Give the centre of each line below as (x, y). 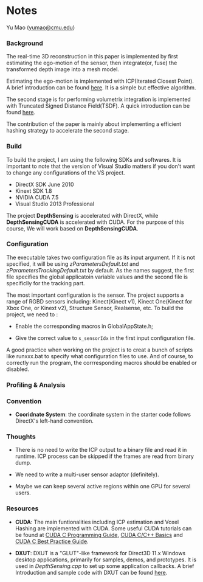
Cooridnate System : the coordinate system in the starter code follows (103, 415)
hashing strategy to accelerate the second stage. (68, 131)
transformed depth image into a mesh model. (63, 69)
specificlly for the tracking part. (46, 283)
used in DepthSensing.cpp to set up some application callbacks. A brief (105, 566)
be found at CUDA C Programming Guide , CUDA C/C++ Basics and (99, 535)
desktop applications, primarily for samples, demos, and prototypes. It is (105, 559)
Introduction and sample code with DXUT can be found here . (91, 572)
